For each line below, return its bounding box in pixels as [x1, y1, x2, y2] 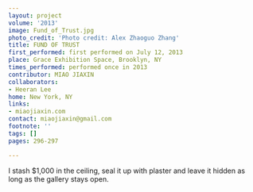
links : [8, 100, 30, 108]
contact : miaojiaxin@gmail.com [8, 115, 112, 123]
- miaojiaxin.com [8, 108, 66, 116]
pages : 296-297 [8, 136, 59, 145]
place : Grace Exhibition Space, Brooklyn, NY [8, 56, 162, 64]
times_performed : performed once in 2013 [8, 63, 148, 71]
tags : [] [8, 129, 37, 137]
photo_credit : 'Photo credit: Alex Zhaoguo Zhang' [8, 33, 180, 42]
